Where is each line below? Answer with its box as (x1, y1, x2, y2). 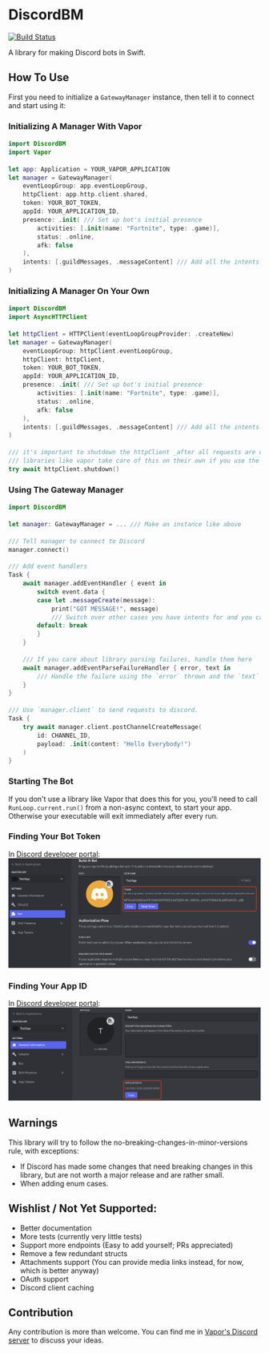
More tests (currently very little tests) (19, 1231, 143, 1241)
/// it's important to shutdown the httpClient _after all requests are (8, 449, 256, 457)
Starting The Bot (8, 775, 74, 787)
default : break (37, 622, 88, 630)
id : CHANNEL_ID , (37, 731, 91, 739)
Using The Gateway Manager (8, 484, 124, 495)
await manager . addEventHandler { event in (22, 579, 167, 588)
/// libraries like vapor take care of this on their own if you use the (8, 457, 260, 465)
